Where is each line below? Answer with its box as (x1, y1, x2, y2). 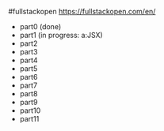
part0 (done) (19, 22, 62, 31)
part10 (19, 106, 41, 115)
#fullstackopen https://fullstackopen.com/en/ (8, 7, 156, 16)
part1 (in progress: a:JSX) (19, 31, 103, 39)
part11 (19, 114, 40, 123)
